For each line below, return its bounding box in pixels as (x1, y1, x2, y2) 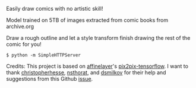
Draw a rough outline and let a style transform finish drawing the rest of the (6, 34, 191, 41)
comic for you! (6, 41, 42, 48)
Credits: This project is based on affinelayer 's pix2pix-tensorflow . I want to (6, 62, 189, 70)
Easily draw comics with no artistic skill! (6, 5, 103, 12)
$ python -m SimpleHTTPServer (6, 52, 81, 58)
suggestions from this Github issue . (6, 76, 93, 82)
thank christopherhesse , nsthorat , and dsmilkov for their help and (6, 69, 166, 76)
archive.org (6, 23, 34, 30)
